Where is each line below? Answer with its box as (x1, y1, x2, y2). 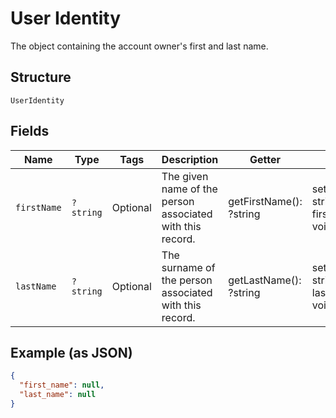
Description (161, 152, 219, 166)
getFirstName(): (228, 194, 303, 208)
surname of (161, 260, 216, 274)
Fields (10, 123, 50, 140)
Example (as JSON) (10, 344, 133, 361)
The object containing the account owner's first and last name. (10, 40, 269, 52)
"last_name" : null (19, 390, 97, 400)
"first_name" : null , (19, 380, 105, 391)
